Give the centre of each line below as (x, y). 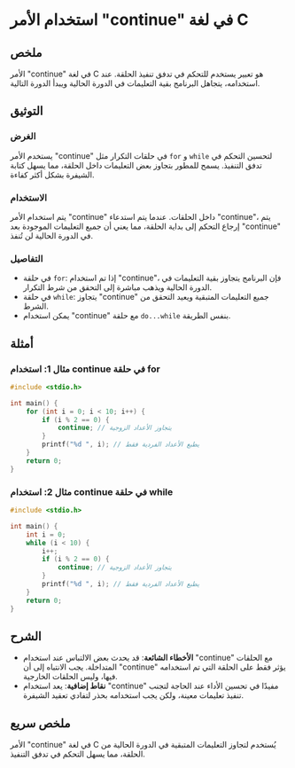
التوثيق (27, 111)
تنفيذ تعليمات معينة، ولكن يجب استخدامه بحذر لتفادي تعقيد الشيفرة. (133, 695)
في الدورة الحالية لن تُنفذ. (52, 235)
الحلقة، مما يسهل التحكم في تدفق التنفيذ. (78, 754)
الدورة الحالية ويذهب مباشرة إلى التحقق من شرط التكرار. (117, 287)
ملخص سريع (40, 723)
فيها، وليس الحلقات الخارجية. (70, 677)
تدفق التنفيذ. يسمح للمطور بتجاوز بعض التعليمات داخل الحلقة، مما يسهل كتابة (136, 165)
